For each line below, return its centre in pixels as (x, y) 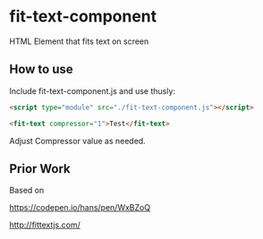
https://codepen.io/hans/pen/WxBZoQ (80, 208)
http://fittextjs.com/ (45, 225)
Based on (27, 191)
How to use (41, 69)
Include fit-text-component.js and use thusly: (93, 90)
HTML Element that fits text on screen (79, 41)
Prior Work (40, 169)
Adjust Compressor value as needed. (77, 141)
